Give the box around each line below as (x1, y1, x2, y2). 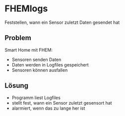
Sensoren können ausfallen (11, 67, 68, 73)
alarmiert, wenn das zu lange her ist (11, 105, 85, 111)
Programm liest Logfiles (11, 95, 61, 101)
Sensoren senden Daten (11, 57, 62, 62)
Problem (4, 34, 32, 42)
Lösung (4, 81, 28, 90)
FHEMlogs (4, 3, 48, 14)
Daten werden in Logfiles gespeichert (11, 61, 89, 67)
